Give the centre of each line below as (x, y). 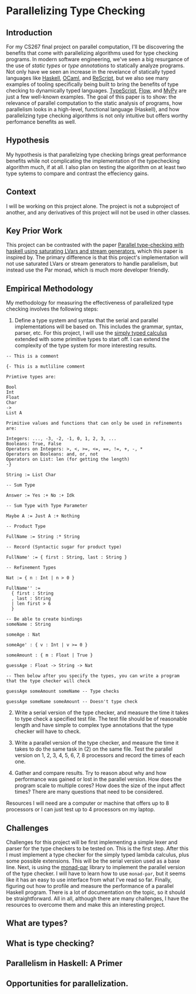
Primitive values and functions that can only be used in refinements (94, 423)
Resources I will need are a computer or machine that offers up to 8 (87, 803)
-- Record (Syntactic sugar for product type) (64, 547)
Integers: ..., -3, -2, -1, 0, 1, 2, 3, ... (61, 439)
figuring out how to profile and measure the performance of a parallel (90, 886)
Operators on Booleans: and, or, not (52, 454)
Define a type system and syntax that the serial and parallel (86, 321)
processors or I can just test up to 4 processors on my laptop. (81, 810)
